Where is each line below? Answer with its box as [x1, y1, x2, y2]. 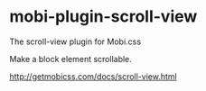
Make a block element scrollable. [9, 53, 133, 64]
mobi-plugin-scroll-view [9, 6, 198, 27]
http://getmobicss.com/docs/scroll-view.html [9, 70, 178, 82]
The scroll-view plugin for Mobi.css [9, 36, 142, 47]
